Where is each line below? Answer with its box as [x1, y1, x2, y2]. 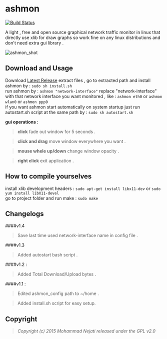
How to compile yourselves [5, 172, 92, 180]
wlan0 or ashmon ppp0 [5, 98, 48, 104]
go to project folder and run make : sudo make [5, 195, 98, 201]
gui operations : [5, 118, 39, 125]
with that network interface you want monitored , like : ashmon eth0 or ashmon [5, 93, 162, 99]
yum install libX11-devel [5, 190, 59, 195]
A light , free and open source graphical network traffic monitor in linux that [5, 29, 160, 35]
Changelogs [5, 209, 44, 218]
